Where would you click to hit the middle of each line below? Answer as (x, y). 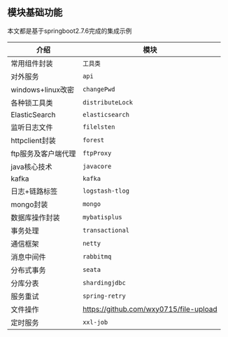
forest (94, 140)
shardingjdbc (104, 283)
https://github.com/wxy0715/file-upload (150, 309)
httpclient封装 (33, 140)
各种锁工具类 (32, 102)
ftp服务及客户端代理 (43, 153)
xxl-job (95, 322)
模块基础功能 (35, 13)
